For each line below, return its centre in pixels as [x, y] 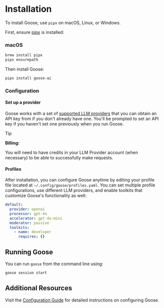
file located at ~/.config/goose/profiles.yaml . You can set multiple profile [80, 185]
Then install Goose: [25, 69]
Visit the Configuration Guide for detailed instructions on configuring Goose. [82, 300]
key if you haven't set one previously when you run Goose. [65, 123]
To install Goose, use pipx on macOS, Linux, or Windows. [63, 23]
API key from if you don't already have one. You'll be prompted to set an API [82, 119]
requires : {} [31, 237]
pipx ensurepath [22, 60]
